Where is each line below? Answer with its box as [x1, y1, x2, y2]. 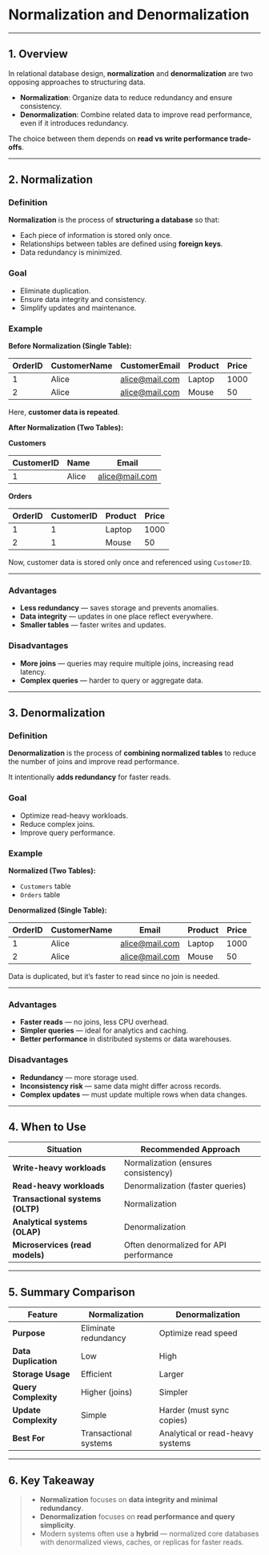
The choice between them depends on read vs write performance [8, 134, 229, 143]
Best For [12, 1432, 46, 1444]
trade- [229, 134, 251, 143]
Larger [159, 1368, 184, 1380]
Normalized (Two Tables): [8, 865, 96, 875]
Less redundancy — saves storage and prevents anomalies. [19, 603, 219, 613]
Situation [46, 1144, 82, 1155]
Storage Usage [12, 1368, 70, 1380]
